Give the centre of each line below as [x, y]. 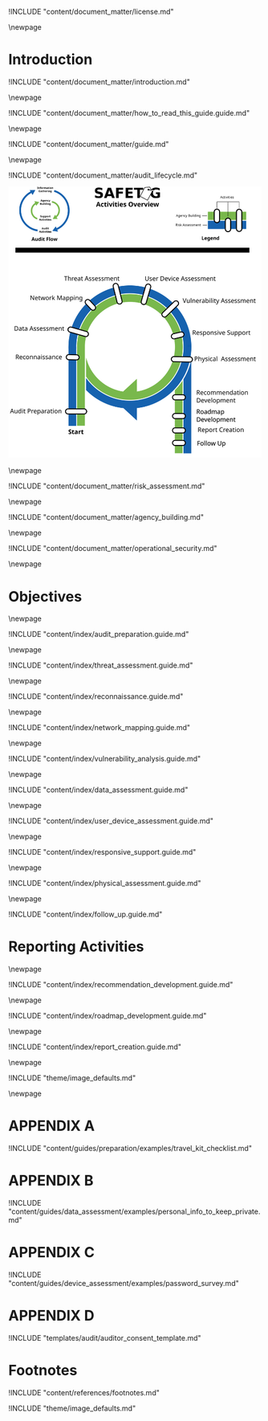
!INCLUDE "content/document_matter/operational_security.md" [113, 549]
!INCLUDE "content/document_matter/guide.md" [89, 144]
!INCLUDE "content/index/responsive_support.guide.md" [102, 852]
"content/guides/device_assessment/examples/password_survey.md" [124, 1284]
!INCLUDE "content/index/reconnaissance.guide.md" [96, 696]
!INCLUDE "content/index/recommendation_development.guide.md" [121, 985]
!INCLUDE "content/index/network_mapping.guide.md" [99, 728]
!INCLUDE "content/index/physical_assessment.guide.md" [105, 884]
